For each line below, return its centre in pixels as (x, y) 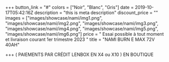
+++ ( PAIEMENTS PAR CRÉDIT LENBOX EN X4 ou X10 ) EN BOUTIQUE (79, 54)
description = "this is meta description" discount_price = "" (96, 13)
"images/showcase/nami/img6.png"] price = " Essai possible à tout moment (84, 34)
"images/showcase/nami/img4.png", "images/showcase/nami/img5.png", (82, 29)
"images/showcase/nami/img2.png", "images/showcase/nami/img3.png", (82, 23)
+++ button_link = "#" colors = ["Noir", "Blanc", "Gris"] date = (70, 7)
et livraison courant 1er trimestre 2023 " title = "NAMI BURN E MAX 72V (80, 39)
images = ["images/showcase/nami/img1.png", (54, 18)
